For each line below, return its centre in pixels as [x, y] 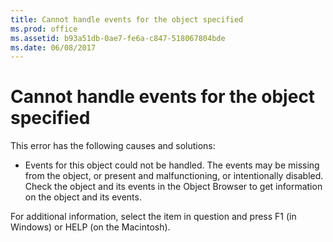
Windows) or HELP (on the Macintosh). [90, 227]
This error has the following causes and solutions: [113, 146]
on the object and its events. [83, 197]
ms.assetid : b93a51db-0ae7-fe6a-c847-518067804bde [118, 38]
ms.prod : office [44, 29]
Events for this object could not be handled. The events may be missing [172, 165]
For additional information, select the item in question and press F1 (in [153, 217]
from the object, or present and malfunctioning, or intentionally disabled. [174, 176]
